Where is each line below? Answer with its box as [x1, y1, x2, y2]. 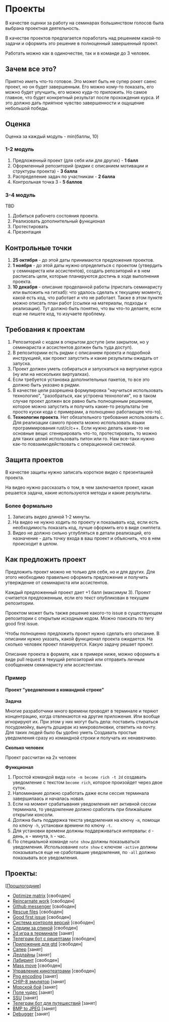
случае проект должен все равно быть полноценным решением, [12, 398, 153, 404]
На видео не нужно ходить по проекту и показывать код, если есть [12, 519, 159, 525]
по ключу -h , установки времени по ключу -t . [12, 822, 112, 828]
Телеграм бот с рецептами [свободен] [12, 935, 96, 942]
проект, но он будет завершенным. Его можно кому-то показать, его [5, 83, 154, 90]
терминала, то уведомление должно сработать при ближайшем [12, 806, 152, 812]
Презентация [12, 229, 41, 235]
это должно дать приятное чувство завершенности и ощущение [5, 100, 145, 106]
